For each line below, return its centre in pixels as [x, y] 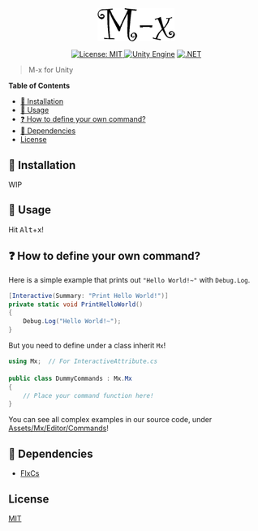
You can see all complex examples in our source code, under [110, 420]
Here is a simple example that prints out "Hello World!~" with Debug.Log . [129, 279]
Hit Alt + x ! [26, 229]
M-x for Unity [51, 70]
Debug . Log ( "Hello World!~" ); [72, 322]
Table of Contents [39, 86]
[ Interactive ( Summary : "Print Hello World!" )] [88, 296]
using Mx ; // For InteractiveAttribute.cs [83, 361]
